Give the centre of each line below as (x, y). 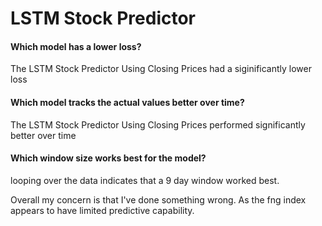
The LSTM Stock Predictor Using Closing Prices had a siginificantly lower (161, 69)
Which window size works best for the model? (108, 158)
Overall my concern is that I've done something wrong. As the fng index (158, 199)
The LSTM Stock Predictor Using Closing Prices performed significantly (158, 124)
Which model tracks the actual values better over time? (127, 102)
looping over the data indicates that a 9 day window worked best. (145, 180)
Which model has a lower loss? (76, 46)
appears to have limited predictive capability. (102, 210)
